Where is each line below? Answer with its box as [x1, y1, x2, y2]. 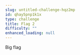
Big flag [5, 44, 22, 50]
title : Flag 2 [5, 21, 35, 26]
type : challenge [5, 16, 39, 21]
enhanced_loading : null [5, 30, 55, 35]
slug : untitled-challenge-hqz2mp [5, 7, 75, 12]
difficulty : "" [5, 26, 37, 31]
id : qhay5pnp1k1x [5, 12, 42, 17]
